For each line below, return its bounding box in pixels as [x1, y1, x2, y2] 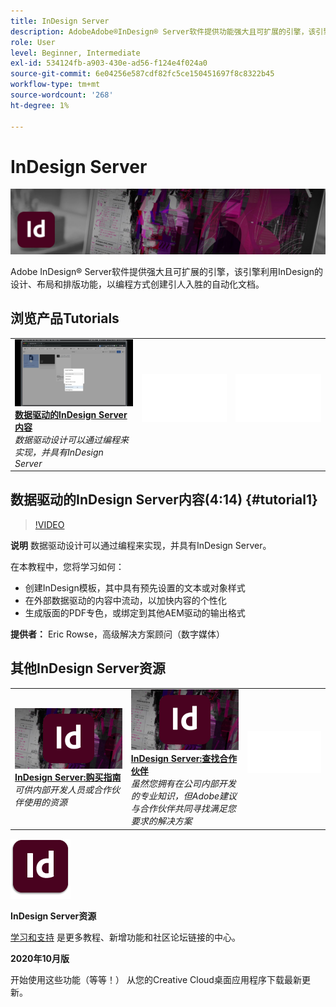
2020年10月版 [10, 952, 70, 964]
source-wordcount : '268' [10, 90, 114, 100]
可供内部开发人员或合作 [14, 784, 112, 796]
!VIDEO [34, 518, 65, 530]
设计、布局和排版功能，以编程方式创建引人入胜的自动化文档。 [10, 278, 265, 290]
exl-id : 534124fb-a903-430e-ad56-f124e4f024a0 [10, 58, 208, 69]
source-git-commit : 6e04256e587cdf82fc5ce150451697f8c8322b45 [10, 69, 275, 79]
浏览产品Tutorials [10, 310, 120, 327]
